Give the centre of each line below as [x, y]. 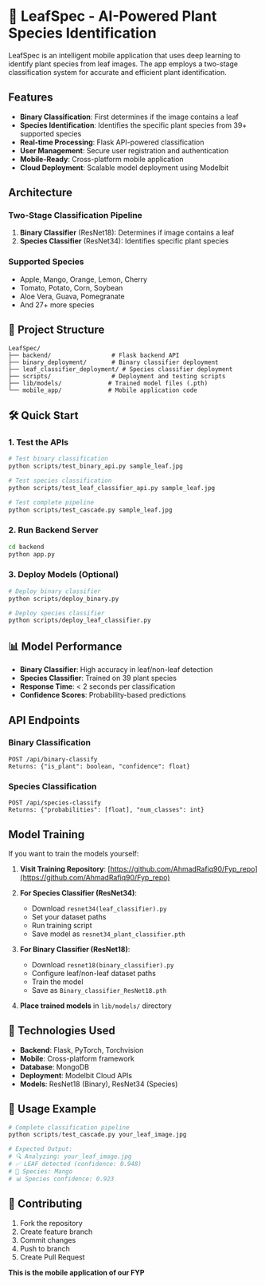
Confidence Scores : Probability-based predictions [103, 695]
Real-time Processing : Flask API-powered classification [112, 142]
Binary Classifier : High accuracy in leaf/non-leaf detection [116, 670]
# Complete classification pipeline [69, 1127]
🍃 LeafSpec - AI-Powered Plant [113, 16]
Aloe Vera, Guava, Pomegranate [72, 296]
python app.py [32, 554]
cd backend [26, 547]
